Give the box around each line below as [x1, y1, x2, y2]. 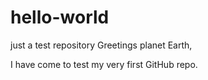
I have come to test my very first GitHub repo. [10, 58, 198, 70]
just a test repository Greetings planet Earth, [10, 39, 193, 51]
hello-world [10, 6, 110, 29]
